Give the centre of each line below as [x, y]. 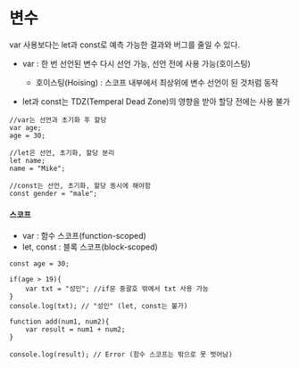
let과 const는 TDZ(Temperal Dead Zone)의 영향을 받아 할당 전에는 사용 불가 [156, 101]
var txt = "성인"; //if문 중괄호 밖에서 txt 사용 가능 [117, 289]
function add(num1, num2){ [59, 322]
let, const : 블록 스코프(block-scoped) [90, 247]
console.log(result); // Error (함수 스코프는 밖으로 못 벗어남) [121, 355]
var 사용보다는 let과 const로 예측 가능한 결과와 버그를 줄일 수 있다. [125, 45]
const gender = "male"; [54, 193]
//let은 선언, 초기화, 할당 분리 [62, 152]
